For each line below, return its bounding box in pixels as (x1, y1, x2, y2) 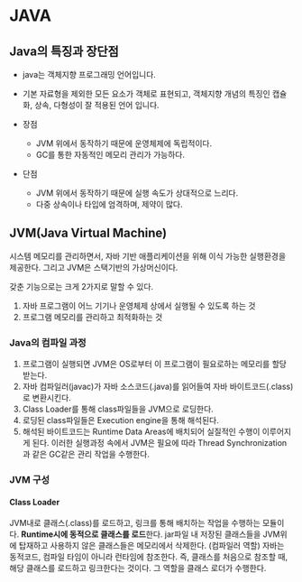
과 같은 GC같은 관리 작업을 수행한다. (22, 448, 151, 460)
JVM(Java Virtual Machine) (9, 226, 168, 241)
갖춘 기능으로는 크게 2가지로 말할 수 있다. (9, 281, 154, 291)
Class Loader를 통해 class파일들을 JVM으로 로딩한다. (22, 403, 214, 415)
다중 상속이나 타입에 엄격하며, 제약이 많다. (35, 199, 183, 209)
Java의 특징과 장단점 (9, 43, 119, 59)
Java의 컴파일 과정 (9, 336, 87, 348)
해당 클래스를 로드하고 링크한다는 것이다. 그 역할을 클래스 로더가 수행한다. (9, 563, 267, 574)
